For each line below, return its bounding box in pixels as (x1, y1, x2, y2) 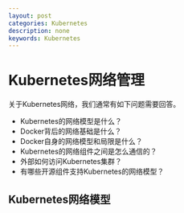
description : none (8, 27, 70, 35)
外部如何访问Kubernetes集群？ (19, 157, 122, 166)
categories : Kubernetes (8, 19, 88, 27)
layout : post (8, 11, 52, 20)
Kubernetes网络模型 (8, 192, 111, 206)
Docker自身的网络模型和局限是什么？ (19, 137, 143, 146)
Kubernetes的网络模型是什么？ (19, 117, 122, 126)
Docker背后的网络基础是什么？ (19, 126, 122, 137)
